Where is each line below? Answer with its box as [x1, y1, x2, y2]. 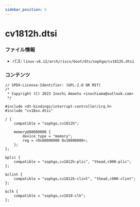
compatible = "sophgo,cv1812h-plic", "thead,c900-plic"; [14, 159, 132, 164]
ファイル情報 [5, 46, 35, 53]
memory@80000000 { [14, 130, 51, 135]
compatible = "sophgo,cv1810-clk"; [14, 193, 86, 198]
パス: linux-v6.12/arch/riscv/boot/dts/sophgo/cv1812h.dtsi [12, 58, 135, 64]
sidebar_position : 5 [5, 7, 47, 12]
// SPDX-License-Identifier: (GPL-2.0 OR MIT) [5, 83, 101, 88]
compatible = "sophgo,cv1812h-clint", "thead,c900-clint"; [14, 176, 136, 181]
